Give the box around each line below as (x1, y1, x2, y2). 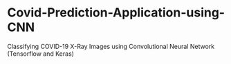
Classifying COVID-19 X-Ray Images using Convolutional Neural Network (7, 42, 215, 50)
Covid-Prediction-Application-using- (7, 5, 225, 21)
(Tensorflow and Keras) (7, 50, 75, 58)
